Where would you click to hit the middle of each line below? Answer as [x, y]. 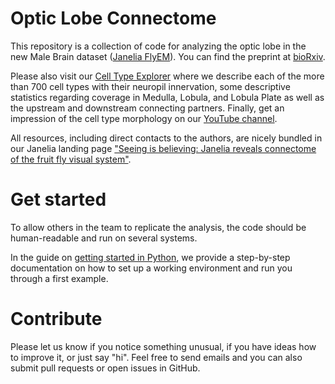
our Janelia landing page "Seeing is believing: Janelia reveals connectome [163, 148]
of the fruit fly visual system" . [71, 159]
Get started [58, 199]
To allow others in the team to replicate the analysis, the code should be [158, 227]
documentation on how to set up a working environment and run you [151, 268]
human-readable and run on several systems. [104, 238]
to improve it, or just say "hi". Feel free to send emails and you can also [156, 357]
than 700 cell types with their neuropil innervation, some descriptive [150, 86]
